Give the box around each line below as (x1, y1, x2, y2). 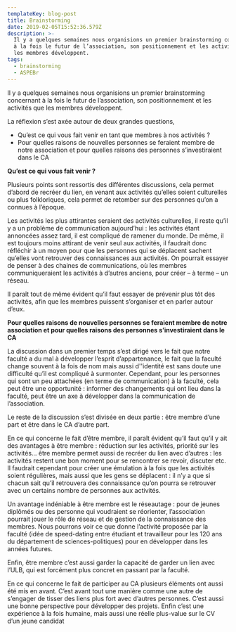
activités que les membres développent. (7, 103, 123, 112)
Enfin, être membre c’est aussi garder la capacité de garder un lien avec (7, 558, 216, 567)
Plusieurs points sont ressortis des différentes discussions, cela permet (7, 180, 214, 188)
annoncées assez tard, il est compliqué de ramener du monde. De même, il (7, 231, 224, 240)
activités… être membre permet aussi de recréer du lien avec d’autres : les (7, 449, 223, 457)
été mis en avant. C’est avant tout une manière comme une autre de (7, 586, 204, 595)
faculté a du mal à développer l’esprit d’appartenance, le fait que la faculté (7, 354, 222, 363)
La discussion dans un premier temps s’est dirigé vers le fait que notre (7, 347, 211, 355)
